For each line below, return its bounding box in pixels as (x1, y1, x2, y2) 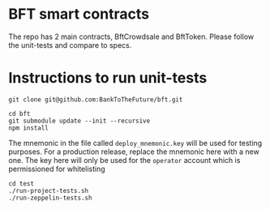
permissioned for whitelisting (8, 164, 105, 174)
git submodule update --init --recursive (8, 117, 151, 125)
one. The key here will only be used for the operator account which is (8, 155, 241, 165)
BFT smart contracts (8, 5, 150, 24)
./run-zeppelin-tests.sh (8, 194, 92, 202)
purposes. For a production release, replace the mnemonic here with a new (8, 147, 259, 156)
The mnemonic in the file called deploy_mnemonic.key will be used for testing (8, 138, 263, 148)
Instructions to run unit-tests (8, 69, 208, 88)
